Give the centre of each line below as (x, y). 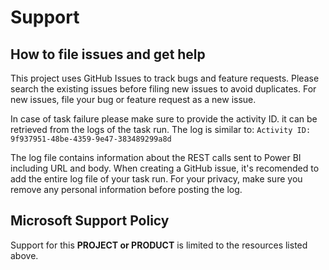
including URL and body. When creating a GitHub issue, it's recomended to (165, 168)
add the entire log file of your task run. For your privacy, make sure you (156, 179)
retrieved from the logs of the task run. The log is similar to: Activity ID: (161, 129)
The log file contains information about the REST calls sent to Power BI (156, 157)
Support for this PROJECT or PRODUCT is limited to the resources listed (159, 245)
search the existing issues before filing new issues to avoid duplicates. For (163, 89)
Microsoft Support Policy (90, 221)
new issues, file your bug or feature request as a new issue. (133, 99)
